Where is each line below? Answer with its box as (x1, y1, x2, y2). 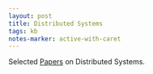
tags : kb (8, 27, 38, 35)
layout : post (8, 11, 53, 20)
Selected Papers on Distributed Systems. (8, 57, 146, 67)
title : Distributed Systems (8, 20, 104, 28)
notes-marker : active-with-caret (8, 34, 121, 43)
